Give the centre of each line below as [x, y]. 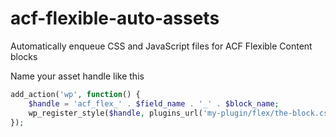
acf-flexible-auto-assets [115, 18]
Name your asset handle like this [77, 76]
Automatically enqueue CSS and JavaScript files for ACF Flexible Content [161, 46]
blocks [24, 56]
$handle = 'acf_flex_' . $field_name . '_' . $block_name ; [154, 103]
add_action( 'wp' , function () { [75, 94]
